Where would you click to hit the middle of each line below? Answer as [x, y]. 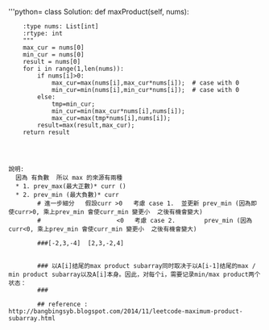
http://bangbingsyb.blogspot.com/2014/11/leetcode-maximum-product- [126, 311]
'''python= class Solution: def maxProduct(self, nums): [99, 12]
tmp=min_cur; [73, 104]
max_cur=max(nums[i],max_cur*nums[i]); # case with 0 [145, 83]
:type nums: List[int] [61, 27]
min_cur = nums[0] [54, 55]
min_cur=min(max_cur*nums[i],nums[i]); [118, 111]
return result [46, 132]
